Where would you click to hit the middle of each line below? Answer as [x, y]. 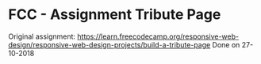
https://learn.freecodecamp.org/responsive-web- [158, 36]
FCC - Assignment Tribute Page [115, 15]
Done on [226, 44]
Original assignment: [42, 36]
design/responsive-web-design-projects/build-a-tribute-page [109, 44]
